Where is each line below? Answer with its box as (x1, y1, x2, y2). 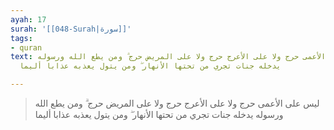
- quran (10, 42, 43, 53)
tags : (10, 33, 33, 43)
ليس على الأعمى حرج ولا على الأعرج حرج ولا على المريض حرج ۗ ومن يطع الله (34, 97, 320, 109)
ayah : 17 (10, 14, 47, 25)
